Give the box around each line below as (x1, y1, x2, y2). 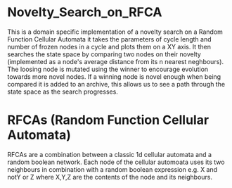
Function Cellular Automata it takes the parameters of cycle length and (7, 35, 212, 43)
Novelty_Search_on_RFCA (7, 4, 162, 20)
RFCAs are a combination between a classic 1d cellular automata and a (7, 150, 212, 158)
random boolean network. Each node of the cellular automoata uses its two (7, 158, 225, 166)
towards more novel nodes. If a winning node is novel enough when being (7, 72, 221, 81)
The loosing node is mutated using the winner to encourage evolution (7, 65, 209, 73)
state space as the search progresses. (7, 87, 118, 96)
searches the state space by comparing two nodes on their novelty (7, 50, 202, 58)
